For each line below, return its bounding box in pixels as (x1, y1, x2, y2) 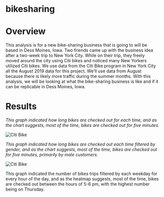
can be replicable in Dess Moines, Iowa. (5, 84, 86, 90)
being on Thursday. (5, 186, 45, 192)
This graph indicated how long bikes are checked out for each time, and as (5, 117, 157, 123)
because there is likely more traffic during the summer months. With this (5, 74, 151, 79)
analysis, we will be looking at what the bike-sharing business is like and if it (5, 78, 159, 84)
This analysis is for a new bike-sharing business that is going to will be (5, 42, 147, 48)
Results (5, 101, 37, 112)
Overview (5, 26, 46, 37)
